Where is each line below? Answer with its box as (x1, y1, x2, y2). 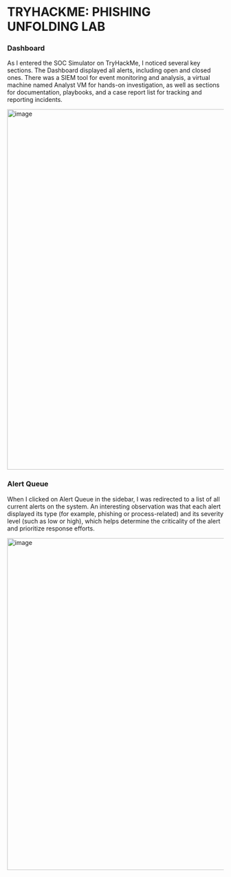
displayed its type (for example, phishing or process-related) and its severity (7, 509, 224, 517)
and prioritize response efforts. (7, 524, 95, 533)
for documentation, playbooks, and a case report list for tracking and (7, 88, 202, 96)
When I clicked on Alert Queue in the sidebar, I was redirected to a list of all (7, 495, 220, 503)
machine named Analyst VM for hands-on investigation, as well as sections (7, 81, 220, 90)
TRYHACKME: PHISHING (7, 4, 151, 20)
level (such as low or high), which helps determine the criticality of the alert (7, 517, 221, 525)
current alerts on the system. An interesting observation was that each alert (7, 502, 221, 510)
